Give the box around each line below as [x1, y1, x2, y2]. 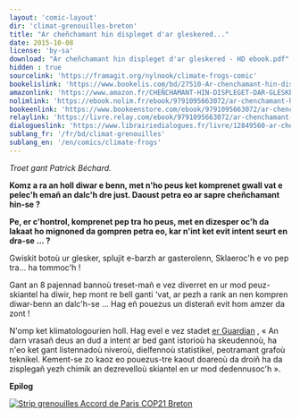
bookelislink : [9, 80, 62, 89]
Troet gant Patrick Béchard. [9, 162, 112, 173]
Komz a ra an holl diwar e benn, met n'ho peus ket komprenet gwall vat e [9, 180, 283, 191]
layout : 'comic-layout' [9, 13, 98, 22]
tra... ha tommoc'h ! [9, 261, 81, 273]
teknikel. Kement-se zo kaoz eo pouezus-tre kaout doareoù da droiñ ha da [9, 354, 283, 364]
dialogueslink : [9, 122, 66, 131]
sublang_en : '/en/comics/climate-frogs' [9, 138, 162, 147]
